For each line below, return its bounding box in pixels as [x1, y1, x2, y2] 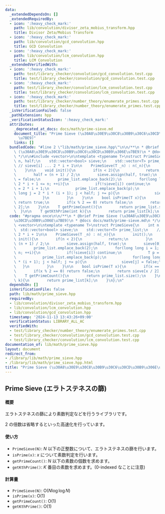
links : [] [14, 140, 34, 146]
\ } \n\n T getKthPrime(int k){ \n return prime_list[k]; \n [14, 209, 160, 214]
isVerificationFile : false [9, 287, 65, 292]
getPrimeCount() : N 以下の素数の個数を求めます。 [12, 458, 112, 464]
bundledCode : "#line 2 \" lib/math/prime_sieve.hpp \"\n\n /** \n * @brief [9, 145, 160, 150]
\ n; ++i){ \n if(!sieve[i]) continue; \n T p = [14, 250, 160, 256]
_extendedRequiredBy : [9, 16, 54, 21]
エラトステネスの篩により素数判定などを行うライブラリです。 [5, 411, 130, 417]
